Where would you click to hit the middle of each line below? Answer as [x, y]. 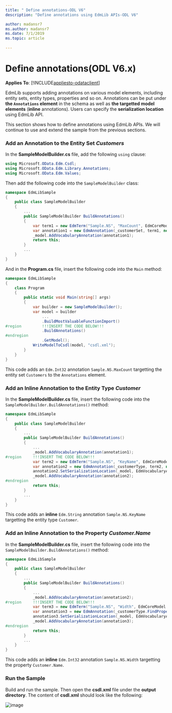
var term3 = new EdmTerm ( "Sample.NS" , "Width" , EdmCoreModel [99, 607]
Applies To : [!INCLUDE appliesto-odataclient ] [53, 83]
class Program [29, 288]
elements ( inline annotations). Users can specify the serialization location [84, 109]
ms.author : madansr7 [27, 29]
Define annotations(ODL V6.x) [71, 68]
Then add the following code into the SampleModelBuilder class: [72, 183]
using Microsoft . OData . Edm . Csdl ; [41, 164]
